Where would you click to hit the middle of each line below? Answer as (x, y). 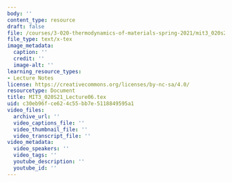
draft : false (26, 26)
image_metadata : (30, 46)
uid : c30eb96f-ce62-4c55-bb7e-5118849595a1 (71, 104)
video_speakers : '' (41, 149)
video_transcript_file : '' (52, 136)
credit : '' (29, 59)
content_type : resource (41, 20)
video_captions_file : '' (49, 123)
